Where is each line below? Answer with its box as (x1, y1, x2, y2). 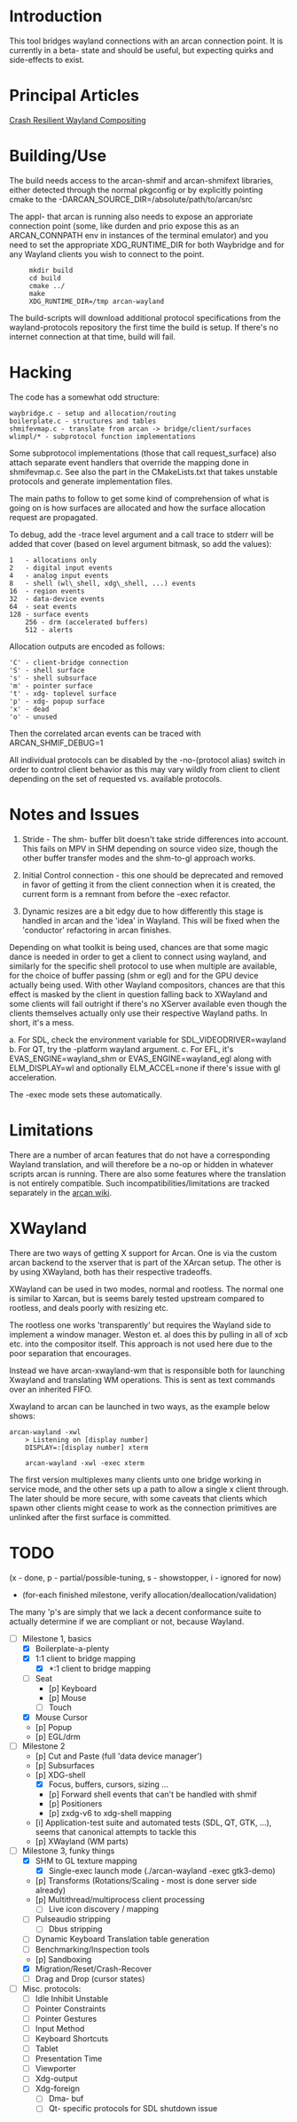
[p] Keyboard (48, 1682, 98, 1694)
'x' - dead (9, 705, 50, 714)
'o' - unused (9, 712, 58, 722)
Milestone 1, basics (21, 1633, 92, 1643)
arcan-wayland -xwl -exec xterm (25, 1458, 145, 1468)
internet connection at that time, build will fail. (9, 331, 176, 342)
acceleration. (9, 1072, 58, 1082)
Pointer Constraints (35, 2003, 106, 2014)
